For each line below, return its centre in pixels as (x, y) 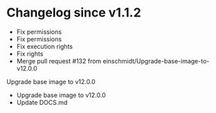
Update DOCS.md (42, 102)
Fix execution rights (45, 46)
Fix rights (30, 54)
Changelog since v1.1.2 (74, 13)
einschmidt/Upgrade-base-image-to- (156, 61)
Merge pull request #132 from (59, 61)
